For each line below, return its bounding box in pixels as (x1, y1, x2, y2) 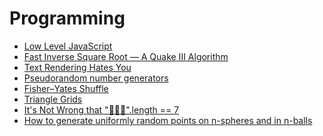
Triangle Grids (23, 93, 83, 105)
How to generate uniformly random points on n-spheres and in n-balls (23, 114, 313, 126)
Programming (9, 7, 126, 30)
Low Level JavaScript (23, 40, 113, 52)
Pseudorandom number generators (23, 72, 169, 84)
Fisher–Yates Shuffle (23, 82, 109, 94)
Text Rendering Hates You (23, 61, 132, 73)
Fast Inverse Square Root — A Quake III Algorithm (23, 50, 229, 62)
